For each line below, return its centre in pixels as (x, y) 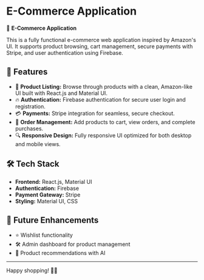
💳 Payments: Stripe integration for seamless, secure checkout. (95, 113)
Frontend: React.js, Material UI (53, 181)
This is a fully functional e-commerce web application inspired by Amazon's (101, 40)
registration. (30, 106)
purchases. (29, 128)
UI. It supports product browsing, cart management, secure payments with (100, 46)
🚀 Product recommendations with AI (60, 253)
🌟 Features (27, 72)
